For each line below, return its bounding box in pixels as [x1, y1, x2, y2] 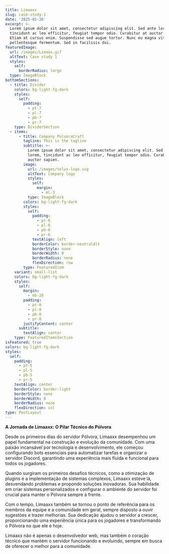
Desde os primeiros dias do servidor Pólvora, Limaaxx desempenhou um [5, 434, 156, 440]
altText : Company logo [27, 171, 75, 176]
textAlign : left [32, 237, 66, 242]
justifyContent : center [23, 321, 73, 326]
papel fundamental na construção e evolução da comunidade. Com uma [5, 439, 155, 445]
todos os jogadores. [5, 460, 47, 466]
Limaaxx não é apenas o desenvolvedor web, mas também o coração [5, 532, 149, 538]
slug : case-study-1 [5, 12, 46, 17]
